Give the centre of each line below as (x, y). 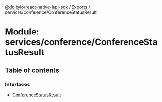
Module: (22, 32)
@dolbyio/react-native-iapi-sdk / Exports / (47, 7)
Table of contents (32, 70)
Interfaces (18, 84)
